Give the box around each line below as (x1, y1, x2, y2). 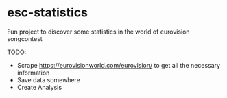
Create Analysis (16, 83, 62, 91)
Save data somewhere (16, 75, 81, 84)
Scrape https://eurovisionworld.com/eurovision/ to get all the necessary (16, 61, 221, 69)
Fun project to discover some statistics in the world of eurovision (7, 27, 190, 36)
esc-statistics (7, 5, 88, 21)
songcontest (7, 34, 43, 42)
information (16, 69, 50, 77)
